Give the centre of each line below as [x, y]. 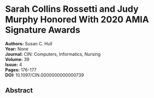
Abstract [19, 90]
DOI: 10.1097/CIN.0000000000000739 [45, 75]
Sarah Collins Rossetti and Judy [72, 9]
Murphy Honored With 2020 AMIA [77, 19]
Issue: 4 [14, 65]
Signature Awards [43, 30]
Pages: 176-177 [21, 69]
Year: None [17, 49]
